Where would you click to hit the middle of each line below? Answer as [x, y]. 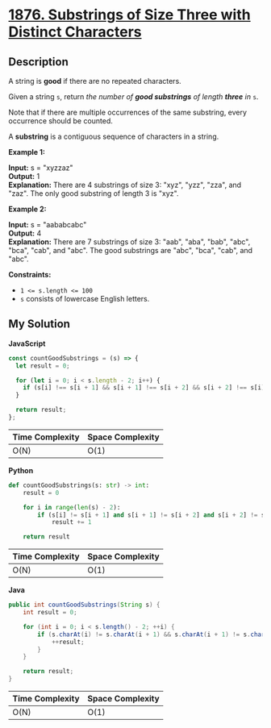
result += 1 [71, 522]
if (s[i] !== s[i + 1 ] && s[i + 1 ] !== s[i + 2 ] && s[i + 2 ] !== [135, 388]
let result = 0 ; [43, 366]
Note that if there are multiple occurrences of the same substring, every [128, 112]
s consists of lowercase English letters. [85, 299]
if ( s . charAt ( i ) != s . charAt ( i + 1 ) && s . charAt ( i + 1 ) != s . [144, 634]
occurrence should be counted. [60, 121]
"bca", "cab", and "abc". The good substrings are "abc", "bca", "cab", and [130, 250]
